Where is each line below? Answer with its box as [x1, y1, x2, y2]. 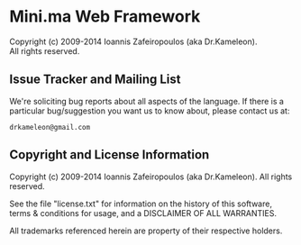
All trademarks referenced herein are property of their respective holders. [9, 225, 283, 236]
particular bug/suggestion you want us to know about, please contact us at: [9, 105, 290, 116]
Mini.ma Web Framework [9, 6, 201, 27]
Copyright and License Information [9, 147, 210, 163]
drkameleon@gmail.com [9, 122, 91, 132]
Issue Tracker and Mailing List [9, 72, 181, 87]
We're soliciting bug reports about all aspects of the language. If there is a [9, 95, 284, 106]
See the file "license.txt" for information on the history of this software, [9, 198, 273, 209]
